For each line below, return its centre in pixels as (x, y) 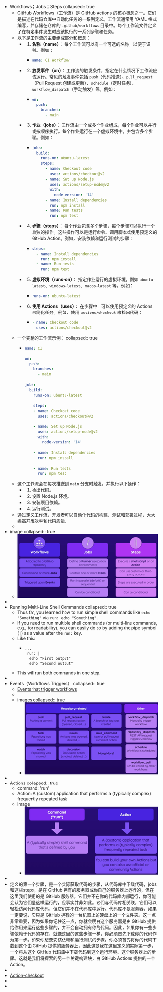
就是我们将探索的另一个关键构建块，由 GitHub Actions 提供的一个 (89, 958)
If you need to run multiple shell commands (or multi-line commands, (87, 623)
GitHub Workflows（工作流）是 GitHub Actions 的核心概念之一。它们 (87, 13)
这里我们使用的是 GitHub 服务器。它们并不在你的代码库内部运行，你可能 (83, 896)
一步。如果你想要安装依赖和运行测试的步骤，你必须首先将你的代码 (85, 940)
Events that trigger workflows (47, 689)
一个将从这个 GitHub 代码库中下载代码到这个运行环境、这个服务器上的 (81, 952)
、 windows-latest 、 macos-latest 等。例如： (90, 286)
